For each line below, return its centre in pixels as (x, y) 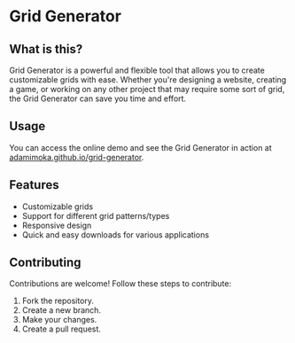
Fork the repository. (58, 301)
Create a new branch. (62, 310)
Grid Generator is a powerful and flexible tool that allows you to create (137, 70)
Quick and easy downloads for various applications (116, 234)
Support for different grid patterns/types (96, 215)
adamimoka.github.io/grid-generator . (77, 157)
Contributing (45, 263)
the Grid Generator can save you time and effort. (98, 98)
